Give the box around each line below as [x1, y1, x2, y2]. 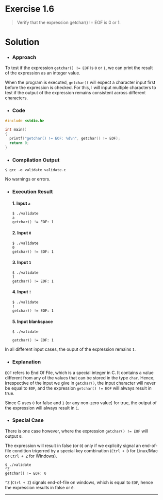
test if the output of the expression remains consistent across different [5, 90, 146, 96]
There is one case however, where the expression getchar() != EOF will [5, 428, 148, 434]
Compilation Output [12, 157, 60, 163]
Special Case [12, 417, 44, 424]
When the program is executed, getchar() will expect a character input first [5, 79, 156, 86]
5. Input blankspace [12, 319, 53, 324]
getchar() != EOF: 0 [5, 471, 47, 476]
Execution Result [12, 188, 53, 195]
